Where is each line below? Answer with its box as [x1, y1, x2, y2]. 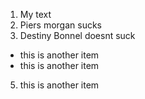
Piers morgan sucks [19, 19, 102, 31]
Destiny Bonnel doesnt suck [19, 30, 136, 41]
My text [19, 9, 52, 20]
